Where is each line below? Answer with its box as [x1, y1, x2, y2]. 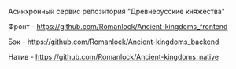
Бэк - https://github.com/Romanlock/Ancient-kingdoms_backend [8, 37, 219, 46]
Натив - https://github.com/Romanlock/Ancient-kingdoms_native [8, 53, 219, 61]
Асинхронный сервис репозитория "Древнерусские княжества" [8, 7, 226, 16]
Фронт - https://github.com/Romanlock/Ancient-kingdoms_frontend [8, 22, 228, 31]
